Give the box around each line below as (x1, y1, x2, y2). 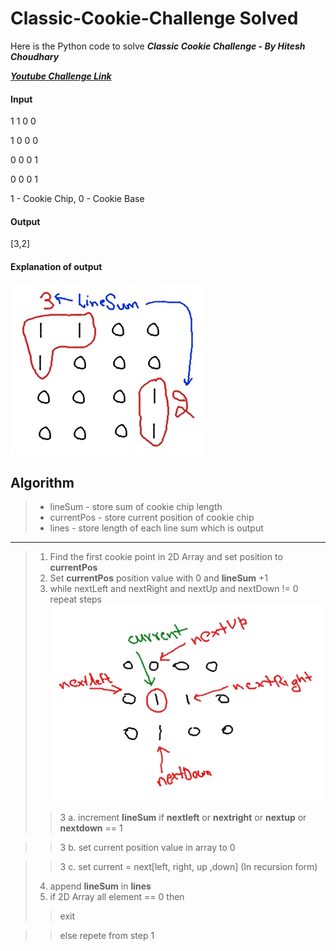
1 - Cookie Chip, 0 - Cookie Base (10, 193, 145, 205)
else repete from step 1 (59, 930, 155, 942)
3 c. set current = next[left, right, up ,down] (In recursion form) (59, 861, 318, 873)
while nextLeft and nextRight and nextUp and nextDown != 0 (49, 583, 299, 595)
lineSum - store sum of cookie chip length (49, 501, 223, 513)
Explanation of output (10, 260, 103, 272)
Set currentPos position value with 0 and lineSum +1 (49, 572, 268, 584)
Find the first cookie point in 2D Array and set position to (49, 551, 283, 563)
